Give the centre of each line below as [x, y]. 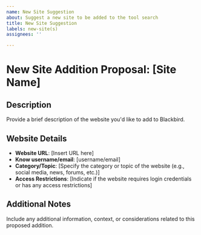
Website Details [37, 138]
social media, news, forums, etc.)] [57, 172]
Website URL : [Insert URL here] [54, 153]
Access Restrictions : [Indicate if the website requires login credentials [103, 179]
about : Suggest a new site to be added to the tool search [82, 18]
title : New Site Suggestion [42, 23]
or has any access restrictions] [54, 185]
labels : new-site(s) [32, 29]
